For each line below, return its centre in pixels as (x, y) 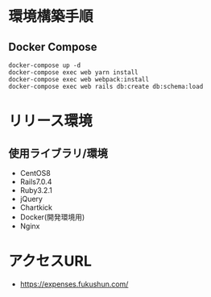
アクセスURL (50, 261)
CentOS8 (35, 173)
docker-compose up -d (45, 65)
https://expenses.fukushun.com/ (74, 284)
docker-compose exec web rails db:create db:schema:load (106, 86)
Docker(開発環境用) (52, 217)
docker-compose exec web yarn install (73, 73)
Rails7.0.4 (36, 182)
